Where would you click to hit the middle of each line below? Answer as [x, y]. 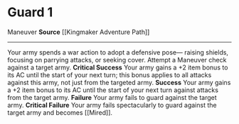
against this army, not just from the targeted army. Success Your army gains [119, 82]
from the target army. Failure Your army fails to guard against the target [112, 97]
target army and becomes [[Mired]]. [60, 112]
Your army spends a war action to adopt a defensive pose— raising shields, [118, 52]
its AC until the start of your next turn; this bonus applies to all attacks [110, 74]
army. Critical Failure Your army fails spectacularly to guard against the [112, 105]
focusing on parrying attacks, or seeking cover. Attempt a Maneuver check [117, 60]
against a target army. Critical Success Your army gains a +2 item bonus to [118, 67]
